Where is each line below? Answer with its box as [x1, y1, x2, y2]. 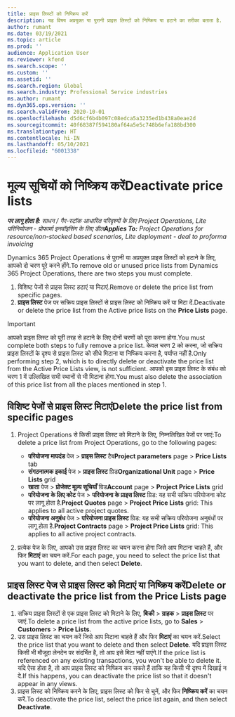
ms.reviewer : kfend [7, 56, 65, 63]
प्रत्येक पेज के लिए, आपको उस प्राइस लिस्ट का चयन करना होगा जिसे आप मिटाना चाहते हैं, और [17, 543, 223, 552]
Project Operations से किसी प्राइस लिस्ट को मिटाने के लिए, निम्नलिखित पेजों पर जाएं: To [17, 430, 222, 439]
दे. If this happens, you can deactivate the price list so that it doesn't [17, 671, 212, 680]
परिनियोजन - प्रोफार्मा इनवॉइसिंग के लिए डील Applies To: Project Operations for [7, 224, 203, 233]
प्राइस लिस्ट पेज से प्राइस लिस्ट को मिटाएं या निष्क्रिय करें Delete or [7, 579, 227, 591]
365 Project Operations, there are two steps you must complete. [7, 269, 193, 278]
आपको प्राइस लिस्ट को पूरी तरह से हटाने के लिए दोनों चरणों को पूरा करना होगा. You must [7, 333, 206, 342]
